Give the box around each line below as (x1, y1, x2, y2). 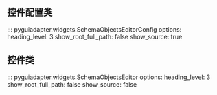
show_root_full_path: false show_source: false (7, 80, 137, 88)
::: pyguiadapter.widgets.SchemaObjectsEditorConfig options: (7, 25, 182, 33)
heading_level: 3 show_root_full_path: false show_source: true (7, 32, 183, 41)
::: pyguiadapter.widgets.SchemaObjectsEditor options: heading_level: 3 (7, 73, 211, 81)
